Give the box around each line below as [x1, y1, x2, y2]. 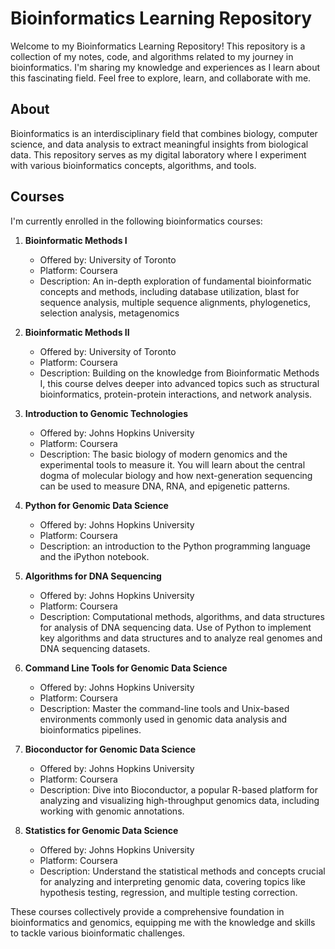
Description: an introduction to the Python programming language [39, 540, 312, 552]
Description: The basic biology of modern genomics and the [39, 448, 288, 460]
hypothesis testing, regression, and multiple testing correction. [39, 886, 298, 898]
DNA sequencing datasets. [39, 642, 151, 654]
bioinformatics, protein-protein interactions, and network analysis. [39, 388, 313, 400]
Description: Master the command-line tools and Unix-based [39, 702, 290, 714]
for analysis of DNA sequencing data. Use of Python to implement [39, 621, 312, 633]
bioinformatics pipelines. [39, 723, 142, 736]
